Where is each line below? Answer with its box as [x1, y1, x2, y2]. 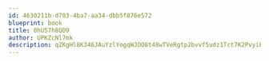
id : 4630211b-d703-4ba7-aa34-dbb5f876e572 [8, 11, 152, 20]
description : [8, 41, 52, 49]
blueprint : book [8, 19, 62, 27]
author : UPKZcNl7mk [8, 33, 74, 42]
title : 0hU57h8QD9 [8, 26, 70, 34]
